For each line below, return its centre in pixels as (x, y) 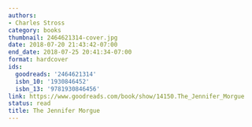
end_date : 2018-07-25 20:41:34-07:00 (70, 52)
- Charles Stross (37, 23)
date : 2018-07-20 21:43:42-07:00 (63, 45)
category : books (35, 30)
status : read (30, 103)
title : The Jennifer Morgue (54, 111)
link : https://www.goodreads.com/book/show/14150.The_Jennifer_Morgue (126, 96)
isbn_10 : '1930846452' (52, 81)
